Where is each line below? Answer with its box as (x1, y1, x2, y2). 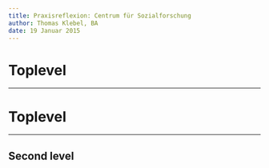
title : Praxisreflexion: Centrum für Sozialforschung (8, 11, 192, 20)
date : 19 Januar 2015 (8, 26, 81, 34)
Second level (8, 149, 74, 162)
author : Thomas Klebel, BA (8, 19, 98, 27)
